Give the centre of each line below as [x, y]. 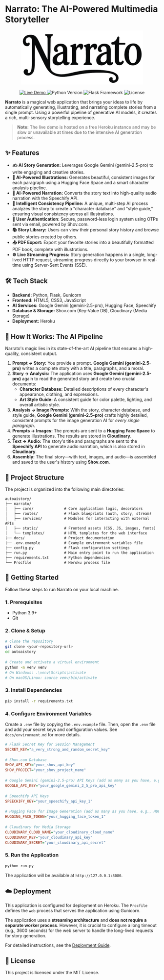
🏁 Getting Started [32, 578]
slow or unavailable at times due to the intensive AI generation [80, 132]
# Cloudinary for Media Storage [38, 827]
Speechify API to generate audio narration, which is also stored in [78, 447]
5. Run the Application [32, 855]
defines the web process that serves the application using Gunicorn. [73, 911]
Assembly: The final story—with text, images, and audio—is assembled [84, 457]
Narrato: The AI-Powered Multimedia [82, 9]
